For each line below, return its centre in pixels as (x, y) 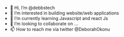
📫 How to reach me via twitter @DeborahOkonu (60, 29)
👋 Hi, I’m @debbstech (32, 8)
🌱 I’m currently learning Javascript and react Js (59, 18)
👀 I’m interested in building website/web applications (65, 13)
